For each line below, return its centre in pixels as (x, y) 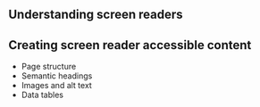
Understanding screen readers (96, 15)
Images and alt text (57, 86)
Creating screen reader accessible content (130, 45)
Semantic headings (57, 76)
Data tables (42, 95)
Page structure (49, 67)
